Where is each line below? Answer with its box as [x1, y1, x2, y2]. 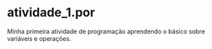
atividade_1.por [7, 5, 95, 20]
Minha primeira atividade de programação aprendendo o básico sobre [7, 27, 206, 35]
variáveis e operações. [7, 34, 71, 42]
